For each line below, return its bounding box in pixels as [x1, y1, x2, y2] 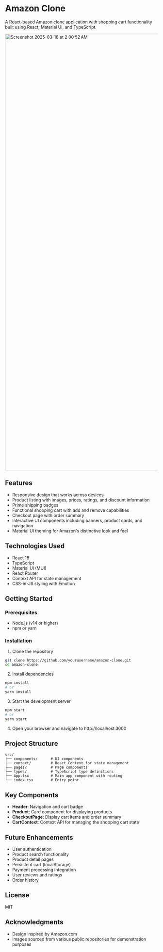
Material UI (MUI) [12, 565, 47, 571]
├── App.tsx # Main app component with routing [5, 774, 123, 778]
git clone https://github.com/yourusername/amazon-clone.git [5, 658, 131, 662]
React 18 [12, 555, 30, 561]
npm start [5, 708, 25, 712]
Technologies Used [5, 542, 65, 550]
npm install [5, 680, 29, 685]
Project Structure [5, 739, 58, 747]
